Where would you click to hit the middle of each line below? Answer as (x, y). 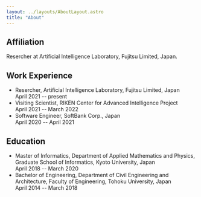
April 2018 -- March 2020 (47, 168)
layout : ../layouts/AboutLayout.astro (55, 12)
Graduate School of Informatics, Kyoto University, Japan (85, 162)
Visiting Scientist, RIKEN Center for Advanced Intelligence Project (96, 103)
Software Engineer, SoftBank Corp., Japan (68, 116)
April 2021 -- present (41, 97)
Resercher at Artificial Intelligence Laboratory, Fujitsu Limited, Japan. (92, 57)
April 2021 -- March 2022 (46, 109)
